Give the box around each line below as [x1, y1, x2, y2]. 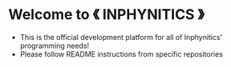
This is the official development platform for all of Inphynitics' [19, 32, 223, 41]
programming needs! [19, 41, 90, 50]
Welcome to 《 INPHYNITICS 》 [8, 6, 205, 24]
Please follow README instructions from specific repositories [19, 49, 223, 59]
